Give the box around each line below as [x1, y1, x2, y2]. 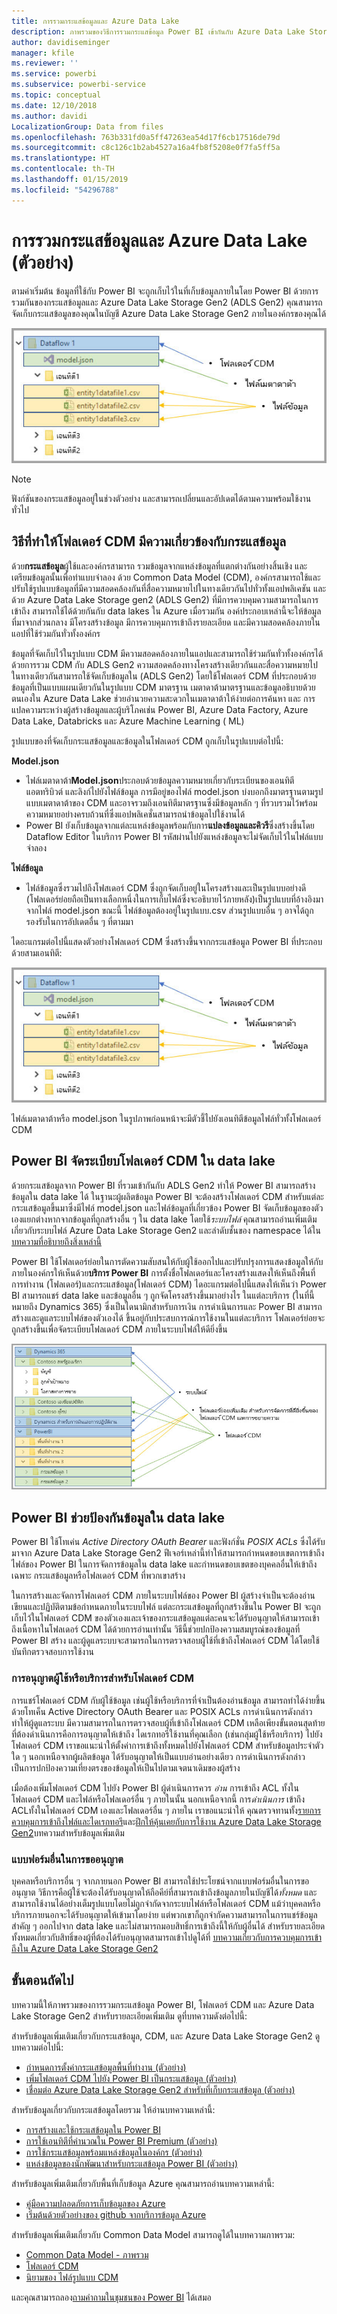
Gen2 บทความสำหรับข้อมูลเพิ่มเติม [11, 1826, 125, 1839]
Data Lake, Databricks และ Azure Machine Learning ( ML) [11, 715, 245, 727]
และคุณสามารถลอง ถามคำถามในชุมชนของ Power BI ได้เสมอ [11, 2291, 212, 2303]
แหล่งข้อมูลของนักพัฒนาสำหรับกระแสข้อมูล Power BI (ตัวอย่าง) [25, 2157, 238, 2169]
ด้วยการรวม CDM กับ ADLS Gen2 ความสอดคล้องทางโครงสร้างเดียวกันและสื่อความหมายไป [11, 658, 318, 670]
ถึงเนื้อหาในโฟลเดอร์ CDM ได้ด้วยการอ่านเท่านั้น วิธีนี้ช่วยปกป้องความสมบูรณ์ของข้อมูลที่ [11, 1623, 301, 1635]
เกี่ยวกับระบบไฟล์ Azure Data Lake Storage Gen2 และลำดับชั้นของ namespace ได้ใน [11, 1224, 321, 1236]
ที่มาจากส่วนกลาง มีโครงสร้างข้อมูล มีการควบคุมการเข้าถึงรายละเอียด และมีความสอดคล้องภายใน [11, 616, 321, 628]
